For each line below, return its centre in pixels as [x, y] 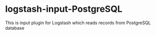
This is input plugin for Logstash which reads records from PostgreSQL [78, 23]
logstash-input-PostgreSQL [64, 9]
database [15, 28]
